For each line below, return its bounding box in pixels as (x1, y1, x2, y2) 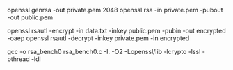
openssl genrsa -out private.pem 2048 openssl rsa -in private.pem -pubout (7, 6, 223, 14)
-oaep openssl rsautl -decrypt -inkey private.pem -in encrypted (7, 34, 190, 42)
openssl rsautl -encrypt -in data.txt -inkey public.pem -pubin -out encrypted (7, 27, 226, 35)
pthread (7, 55, 30, 63)
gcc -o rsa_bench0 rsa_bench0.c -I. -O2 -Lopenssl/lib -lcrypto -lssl (7, 48, 201, 55)
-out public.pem (7, 13, 54, 21)
